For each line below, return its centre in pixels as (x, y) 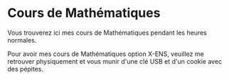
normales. (22, 40)
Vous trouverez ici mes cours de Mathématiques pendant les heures (107, 33)
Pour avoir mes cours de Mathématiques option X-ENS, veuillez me (106, 54)
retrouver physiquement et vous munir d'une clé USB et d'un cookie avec (115, 61)
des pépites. (26, 69)
